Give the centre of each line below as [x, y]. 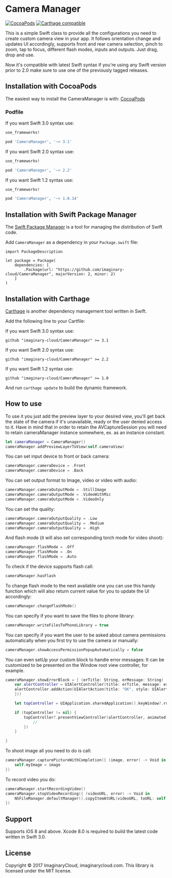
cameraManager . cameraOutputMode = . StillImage [56, 490]
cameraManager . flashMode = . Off [40, 547]
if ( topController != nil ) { [46, 712]
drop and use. [20, 55]
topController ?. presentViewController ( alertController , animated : [96, 717]
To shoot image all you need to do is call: [48, 751]
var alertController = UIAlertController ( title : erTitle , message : [88, 685]
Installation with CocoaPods [51, 86]
